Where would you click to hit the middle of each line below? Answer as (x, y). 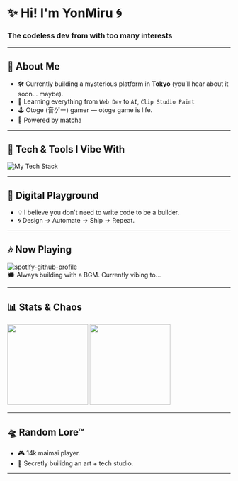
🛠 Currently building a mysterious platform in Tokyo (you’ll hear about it (123, 84)
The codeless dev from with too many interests (90, 35)
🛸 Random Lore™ (46, 432)
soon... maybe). (40, 94)
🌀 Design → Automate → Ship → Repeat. (76, 220)
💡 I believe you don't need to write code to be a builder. (98, 212)
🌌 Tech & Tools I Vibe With (66, 149)
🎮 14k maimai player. (49, 453)
